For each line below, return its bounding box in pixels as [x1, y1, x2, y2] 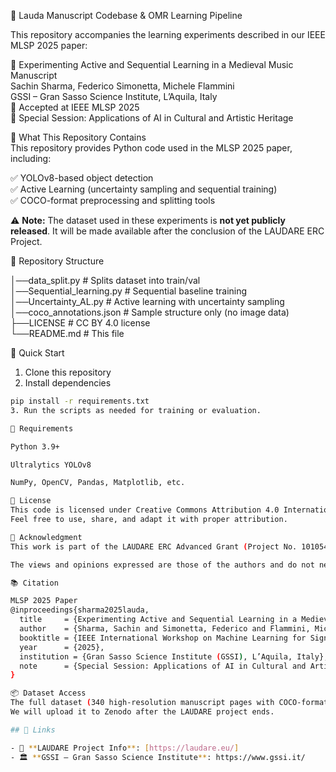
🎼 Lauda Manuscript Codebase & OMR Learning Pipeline [10, 10, 243, 21]
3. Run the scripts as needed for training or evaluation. [10, 405, 262, 415]
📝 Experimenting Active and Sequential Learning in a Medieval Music [10, 59, 294, 70]
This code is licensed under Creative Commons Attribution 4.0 [10, 505, 280, 515]
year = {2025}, [19, 642, 105, 652]
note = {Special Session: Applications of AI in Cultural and [19, 661, 307, 671]
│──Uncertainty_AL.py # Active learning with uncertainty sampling [10, 296, 285, 307]
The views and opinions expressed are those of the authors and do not [10, 560, 315, 570]
